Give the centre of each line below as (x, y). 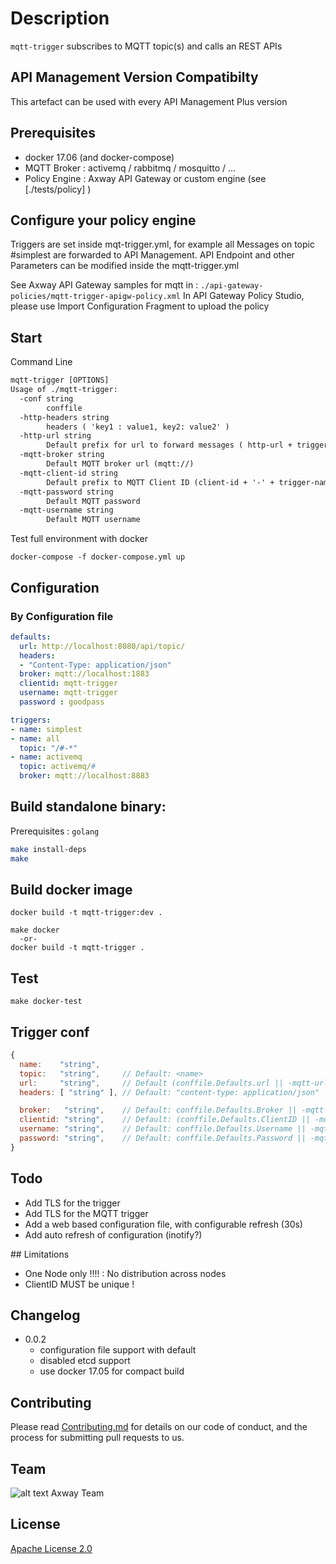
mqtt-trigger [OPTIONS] (60, 380)
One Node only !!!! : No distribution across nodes (125, 1273)
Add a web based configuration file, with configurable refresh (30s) (163, 1224)
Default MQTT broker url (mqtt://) (120, 464)
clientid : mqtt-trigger (68, 683)
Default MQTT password (93, 501)
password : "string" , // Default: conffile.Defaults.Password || (163, 1138)
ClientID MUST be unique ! (79, 1284)
